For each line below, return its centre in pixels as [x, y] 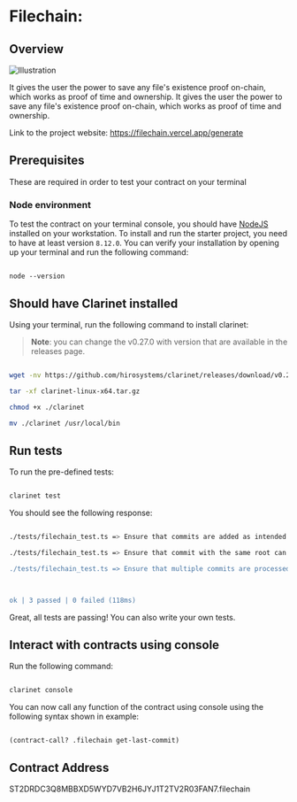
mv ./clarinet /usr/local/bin [65, 423]
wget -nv [25, 375]
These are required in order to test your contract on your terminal [128, 181]
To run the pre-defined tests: [62, 472]
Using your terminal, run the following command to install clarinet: [129, 324]
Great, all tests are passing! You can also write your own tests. [122, 617]
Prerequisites [47, 161]
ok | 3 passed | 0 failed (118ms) [73, 600]
